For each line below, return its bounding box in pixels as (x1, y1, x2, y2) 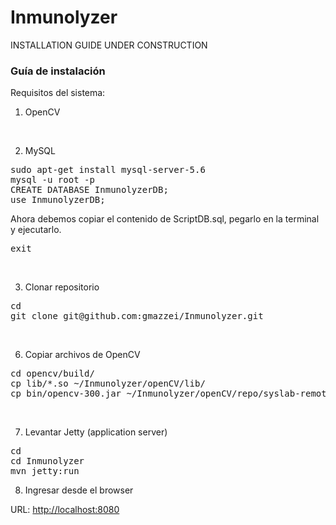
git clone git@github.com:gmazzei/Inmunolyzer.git (10, 311, 264, 322)
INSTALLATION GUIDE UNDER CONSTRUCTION (10, 39, 208, 51)
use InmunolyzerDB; (10, 194, 106, 206)
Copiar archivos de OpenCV (24, 349, 141, 361)
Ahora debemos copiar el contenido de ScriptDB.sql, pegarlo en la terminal (10, 213, 320, 225)
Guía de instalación (10, 64, 106, 78)
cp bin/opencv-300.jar (10, 388, 122, 400)
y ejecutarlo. (10, 224, 62, 236)
